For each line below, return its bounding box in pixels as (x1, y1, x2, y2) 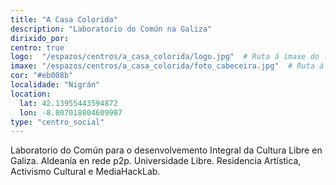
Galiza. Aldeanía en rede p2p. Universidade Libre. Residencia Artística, (10, 155, 302, 167)
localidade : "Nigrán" (10, 80, 101, 90)
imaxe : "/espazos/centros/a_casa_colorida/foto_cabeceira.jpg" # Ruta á (10, 61, 325, 71)
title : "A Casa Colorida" (10, 14, 118, 25)
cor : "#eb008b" (10, 71, 74, 81)
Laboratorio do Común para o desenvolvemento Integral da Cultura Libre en (10, 144, 323, 156)
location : (10, 89, 52, 99)
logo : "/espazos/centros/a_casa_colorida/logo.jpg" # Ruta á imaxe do (10, 52, 320, 62)
